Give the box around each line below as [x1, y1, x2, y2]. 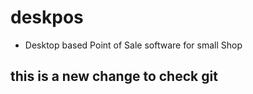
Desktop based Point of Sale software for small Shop [24, 39, 243, 51]
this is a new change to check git [10, 68, 218, 85]
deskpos [10, 6, 84, 29]
